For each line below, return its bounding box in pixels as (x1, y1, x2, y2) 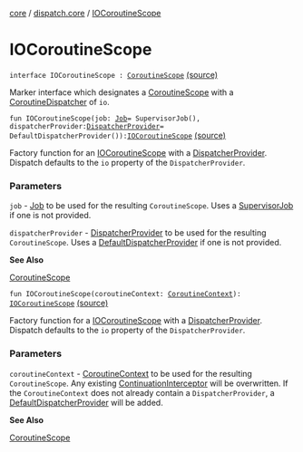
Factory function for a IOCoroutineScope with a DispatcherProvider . (9, 315, 263, 326)
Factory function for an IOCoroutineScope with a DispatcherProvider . (9, 147, 268, 158)
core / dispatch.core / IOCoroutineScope (9, 8, 161, 18)
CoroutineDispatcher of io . (9, 96, 111, 107)
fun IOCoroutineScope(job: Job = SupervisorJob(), (9, 113, 201, 123)
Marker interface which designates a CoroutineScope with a (9, 86, 234, 98)
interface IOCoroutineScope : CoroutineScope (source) (9, 69, 219, 80)
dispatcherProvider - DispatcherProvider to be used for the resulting (9, 227, 267, 238)
